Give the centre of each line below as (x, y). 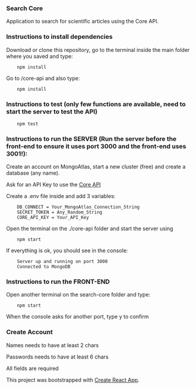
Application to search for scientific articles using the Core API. (83, 21)
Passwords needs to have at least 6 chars (57, 357)
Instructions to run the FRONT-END (58, 282)
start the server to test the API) (52, 112)
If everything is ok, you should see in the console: (67, 251)
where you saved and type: (40, 56)
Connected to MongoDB (43, 267)
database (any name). (33, 173)
